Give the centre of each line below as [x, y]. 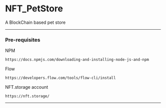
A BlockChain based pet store [35, 22]
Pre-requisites [23, 40]
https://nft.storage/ [27, 96]
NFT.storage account [27, 87]
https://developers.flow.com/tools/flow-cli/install [61, 78]
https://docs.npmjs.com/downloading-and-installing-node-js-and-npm [77, 60]
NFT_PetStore [34, 9]
